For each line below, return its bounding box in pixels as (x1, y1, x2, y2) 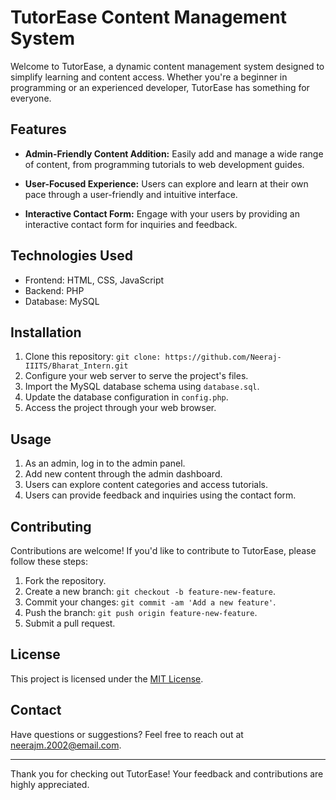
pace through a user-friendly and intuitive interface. (24, 188, 238, 200)
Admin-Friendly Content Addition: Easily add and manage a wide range (24, 147, 324, 160)
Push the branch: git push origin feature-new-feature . (24, 607, 258, 618)
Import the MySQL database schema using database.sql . (24, 381, 260, 393)
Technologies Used (10, 247, 133, 265)
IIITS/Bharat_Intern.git (24, 361, 129, 371)
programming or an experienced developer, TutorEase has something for (10, 81, 310, 93)
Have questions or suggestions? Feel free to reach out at (10, 728, 244, 740)
